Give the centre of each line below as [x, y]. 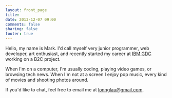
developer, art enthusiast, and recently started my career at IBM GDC [78, 54]
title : [12, 15]
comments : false [23, 24]
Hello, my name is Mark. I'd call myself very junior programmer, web [78, 48]
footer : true [19, 34]
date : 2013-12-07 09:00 [31, 19]
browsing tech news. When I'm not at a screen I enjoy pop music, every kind [86, 74]
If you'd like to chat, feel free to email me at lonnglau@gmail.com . [74, 90]
